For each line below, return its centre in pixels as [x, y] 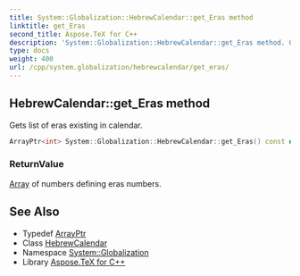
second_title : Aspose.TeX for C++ [74, 34]
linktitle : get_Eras [48, 26]
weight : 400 [31, 59]
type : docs [29, 51]
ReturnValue [37, 164]
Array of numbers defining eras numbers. [86, 183]
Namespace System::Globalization [85, 252]
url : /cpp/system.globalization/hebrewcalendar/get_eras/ [119, 68]
